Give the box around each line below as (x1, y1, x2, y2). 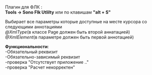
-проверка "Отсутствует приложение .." (5, 59, 89, 65)
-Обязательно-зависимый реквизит (5, 54, 80, 60)
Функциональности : (5, 44, 49, 49)
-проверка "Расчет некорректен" (5, 64, 75, 70)
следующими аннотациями (5, 24, 62, 30)
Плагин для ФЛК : (5, 4, 43, 10)
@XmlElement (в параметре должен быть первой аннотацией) (5, 34, 134, 40)
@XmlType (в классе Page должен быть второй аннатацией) (5, 29, 130, 35)
